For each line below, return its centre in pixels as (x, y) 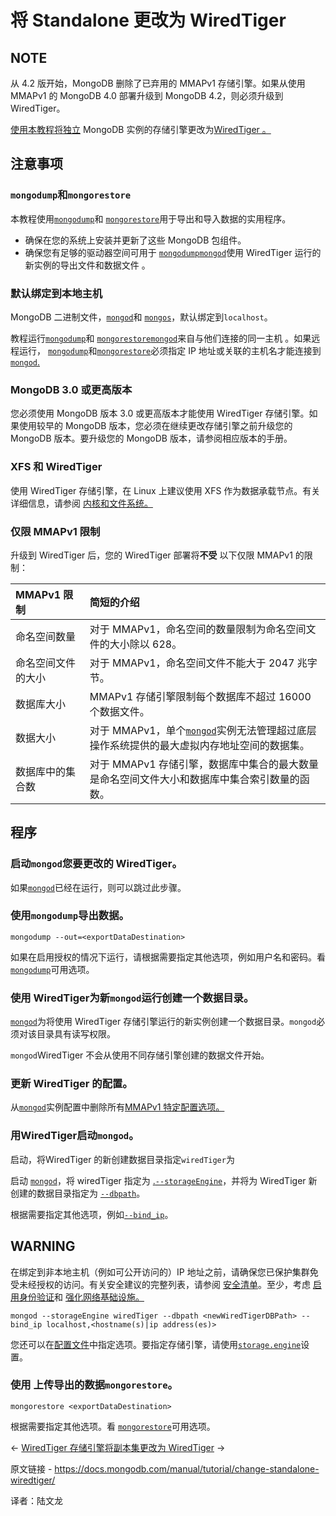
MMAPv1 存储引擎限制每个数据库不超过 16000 (200, 696)
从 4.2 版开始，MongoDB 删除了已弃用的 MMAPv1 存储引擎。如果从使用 (158, 83)
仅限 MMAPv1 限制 (55, 531)
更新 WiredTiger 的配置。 (71, 1084)
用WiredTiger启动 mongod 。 (75, 1136)
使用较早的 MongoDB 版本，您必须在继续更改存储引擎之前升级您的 (155, 426)
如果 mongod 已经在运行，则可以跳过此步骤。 (98, 887)
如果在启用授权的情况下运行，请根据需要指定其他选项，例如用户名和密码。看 (168, 957)
